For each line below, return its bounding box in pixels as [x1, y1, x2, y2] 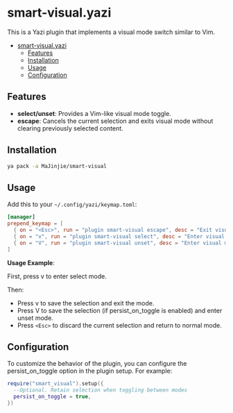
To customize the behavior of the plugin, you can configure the [7, 360, 187, 368]
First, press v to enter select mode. [7, 272, 107, 280]
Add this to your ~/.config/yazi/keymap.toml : [7, 200, 137, 209]
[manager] [7, 214, 36, 221]
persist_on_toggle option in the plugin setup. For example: [7, 366, 173, 376]
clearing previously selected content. [17, 124, 123, 133]
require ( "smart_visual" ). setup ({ [7, 380, 104, 387]
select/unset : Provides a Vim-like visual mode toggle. [17, 109, 171, 117]
